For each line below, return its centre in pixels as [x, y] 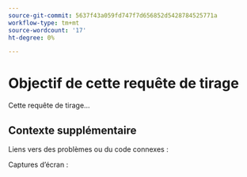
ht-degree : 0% [32, 38]
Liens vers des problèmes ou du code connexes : [88, 149]
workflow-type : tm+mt [44, 23]
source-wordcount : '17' [47, 30]
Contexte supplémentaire [72, 130]
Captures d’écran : [38, 164]
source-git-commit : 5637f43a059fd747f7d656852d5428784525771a [113, 15]
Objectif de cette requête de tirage [123, 83]
